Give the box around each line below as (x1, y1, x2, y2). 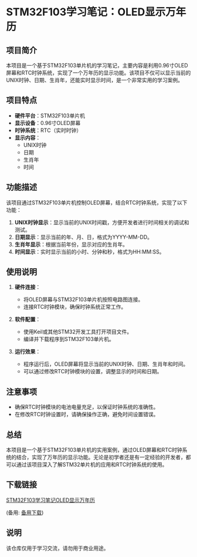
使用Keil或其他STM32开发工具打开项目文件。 (23, 328, 133, 335)
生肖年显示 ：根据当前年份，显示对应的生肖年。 (14, 241, 128, 248)
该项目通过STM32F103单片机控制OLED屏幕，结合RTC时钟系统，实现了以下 (6, 199, 188, 206)
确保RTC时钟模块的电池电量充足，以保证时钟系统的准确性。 (14, 403, 159, 411)
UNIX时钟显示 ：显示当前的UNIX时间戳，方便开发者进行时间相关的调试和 (14, 218, 189, 226)
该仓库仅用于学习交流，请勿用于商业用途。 (6, 544, 109, 552)
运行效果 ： (14, 348, 41, 355)
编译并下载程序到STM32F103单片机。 (23, 336, 114, 343)
